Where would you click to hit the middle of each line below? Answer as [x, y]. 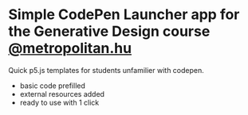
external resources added [62, 94]
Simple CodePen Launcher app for [124, 15]
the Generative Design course [109, 31]
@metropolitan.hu [70, 48]
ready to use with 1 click [59, 102]
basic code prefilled [53, 86]
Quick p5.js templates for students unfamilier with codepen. [106, 70]
